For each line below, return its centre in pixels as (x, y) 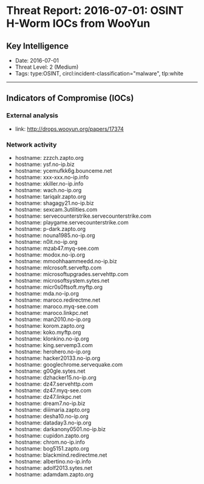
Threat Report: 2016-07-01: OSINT (95, 11)
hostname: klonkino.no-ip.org (52, 339)
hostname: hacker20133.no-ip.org (58, 358)
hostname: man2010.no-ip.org (53, 319)
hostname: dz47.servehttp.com (54, 384)
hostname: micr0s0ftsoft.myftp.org (59, 287)
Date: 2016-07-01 (37, 60)
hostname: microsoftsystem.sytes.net (62, 280)
